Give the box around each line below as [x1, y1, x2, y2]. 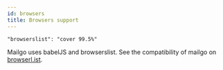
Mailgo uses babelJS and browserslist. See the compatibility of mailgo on [7, 48, 217, 56]
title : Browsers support [7, 17, 79, 24]
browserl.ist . [7, 55, 43, 63]
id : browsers [7, 10, 45, 17]
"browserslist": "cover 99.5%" [7, 35, 98, 42]
